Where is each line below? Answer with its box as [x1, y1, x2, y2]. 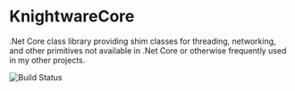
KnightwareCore [9, 6, 135, 27]
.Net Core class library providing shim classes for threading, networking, [9, 36, 276, 46]
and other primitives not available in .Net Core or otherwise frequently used [9, 45, 287, 55]
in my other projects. [9, 54, 86, 65]
